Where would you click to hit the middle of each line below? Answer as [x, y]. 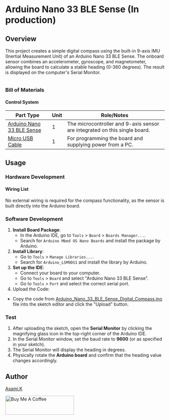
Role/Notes [115, 115]
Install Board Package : [36, 230]
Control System [22, 102]
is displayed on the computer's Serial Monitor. [53, 72]
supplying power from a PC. [100, 145]
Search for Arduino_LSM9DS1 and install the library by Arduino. [84, 262]
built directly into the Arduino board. [43, 205]
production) [31, 20]
